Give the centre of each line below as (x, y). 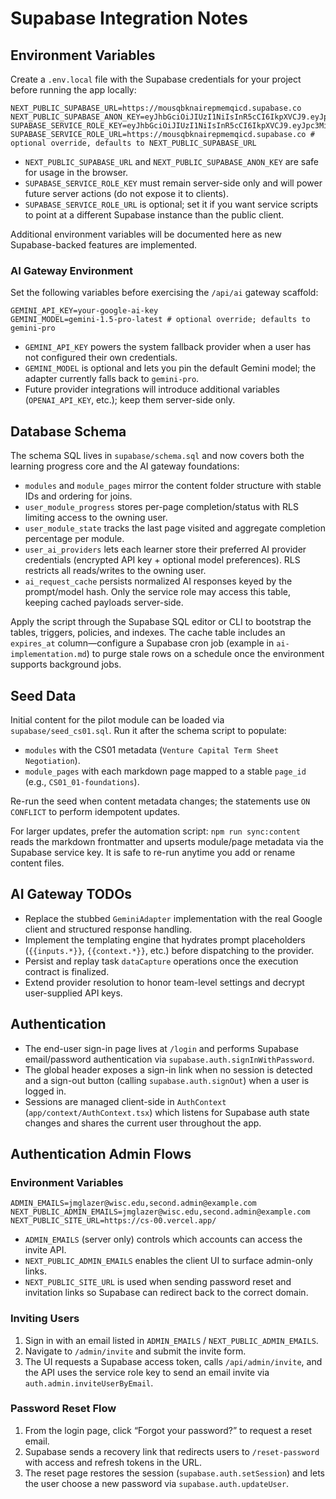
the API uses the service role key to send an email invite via (147, 1372)
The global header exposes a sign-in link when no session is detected (168, 1069)
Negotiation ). (52, 760)
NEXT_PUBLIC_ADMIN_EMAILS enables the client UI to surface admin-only (168, 1261)
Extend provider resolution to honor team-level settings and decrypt (164, 982)
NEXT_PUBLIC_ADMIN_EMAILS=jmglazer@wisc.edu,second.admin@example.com (160, 1212)
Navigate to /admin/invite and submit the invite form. (135, 1351)
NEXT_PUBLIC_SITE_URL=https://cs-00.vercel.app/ (113, 1221)
